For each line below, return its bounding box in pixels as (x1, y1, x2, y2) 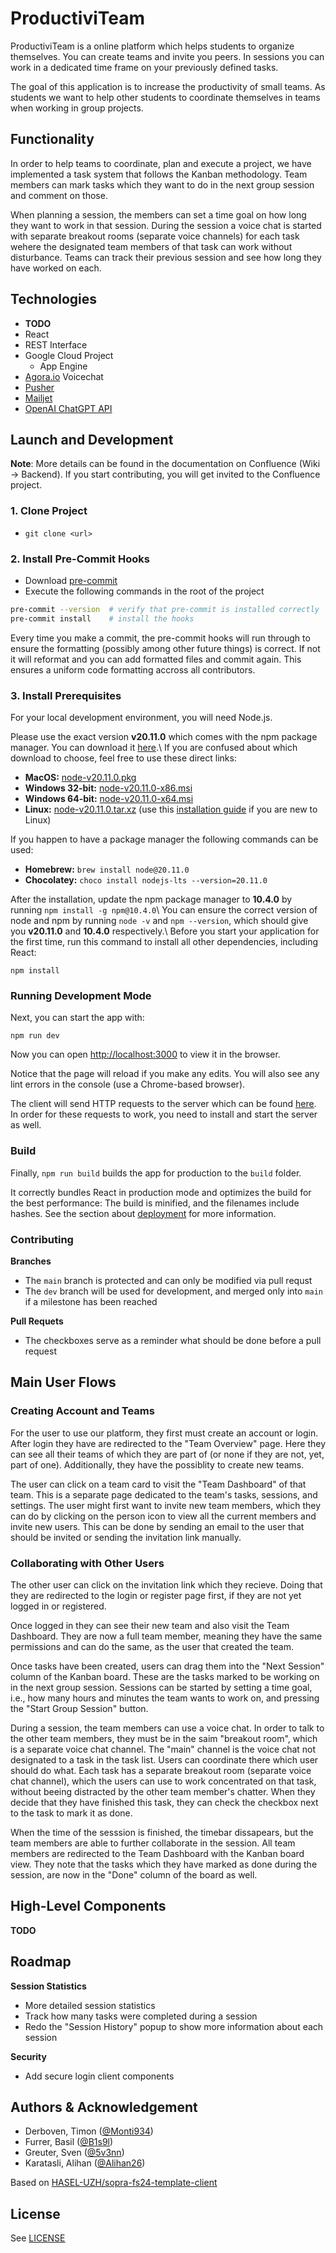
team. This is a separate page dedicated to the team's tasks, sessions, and (10, 1488, 318, 1501)
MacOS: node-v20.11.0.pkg (24, 772, 137, 784)
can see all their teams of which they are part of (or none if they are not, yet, (10, 1448, 325, 1460)
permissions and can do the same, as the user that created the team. (10, 1640, 294, 1652)
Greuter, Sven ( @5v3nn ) (24, 2147, 125, 2159)
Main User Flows (10, 1374, 117, 1391)
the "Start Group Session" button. (10, 1702, 149, 1714)
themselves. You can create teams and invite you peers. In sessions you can (10, 50, 325, 62)
